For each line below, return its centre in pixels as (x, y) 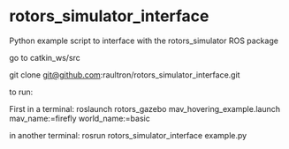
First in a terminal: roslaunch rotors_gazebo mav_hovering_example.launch (145, 108)
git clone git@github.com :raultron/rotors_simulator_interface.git (125, 74)
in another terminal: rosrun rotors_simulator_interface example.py (128, 135)
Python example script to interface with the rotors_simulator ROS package (144, 41)
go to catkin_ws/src (45, 57)
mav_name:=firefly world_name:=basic (80, 118)
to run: (21, 92)
